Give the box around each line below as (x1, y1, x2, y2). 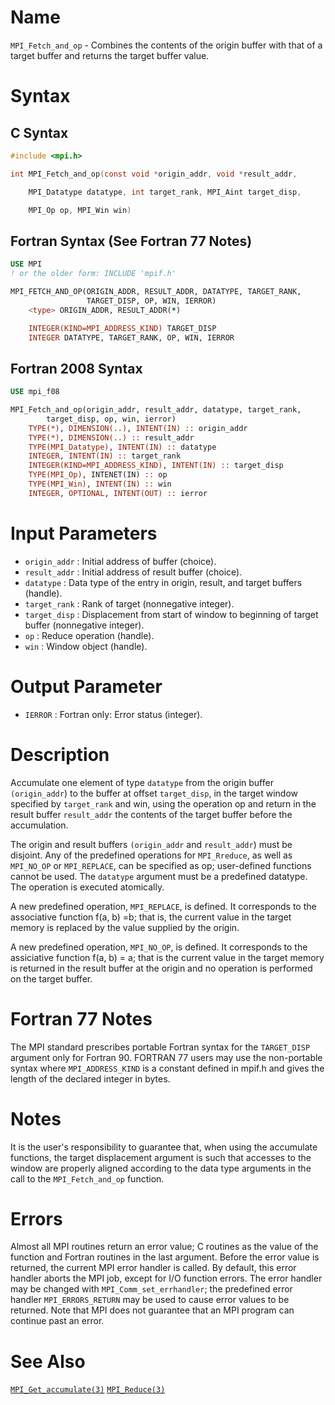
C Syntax (10, 124, 69, 141)
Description (10, 743, 110, 766)
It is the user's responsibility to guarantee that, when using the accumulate (10, 1141, 318, 1153)
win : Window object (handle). (24, 640, 148, 652)
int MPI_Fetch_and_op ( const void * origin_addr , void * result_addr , (10, 169, 298, 179)
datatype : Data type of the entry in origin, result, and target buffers (24, 576, 303, 588)
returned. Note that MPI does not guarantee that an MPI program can (10, 1304, 295, 1316)
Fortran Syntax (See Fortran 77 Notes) (10, 232, 253, 250)
